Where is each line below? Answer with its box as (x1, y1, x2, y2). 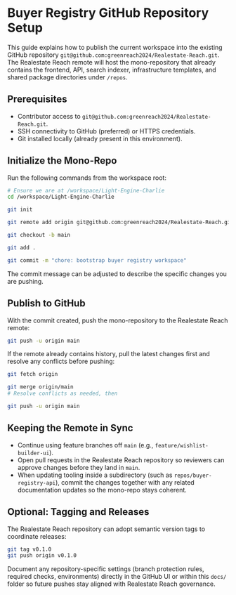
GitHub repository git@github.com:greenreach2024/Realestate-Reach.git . (7, 51, 220, 59)
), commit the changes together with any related (55, 478, 195, 486)
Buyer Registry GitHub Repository (7, 5, 209, 21)
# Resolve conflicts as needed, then (7, 390, 118, 398)
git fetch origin (7, 371, 58, 378)
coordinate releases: (7, 532, 67, 540)
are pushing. (7, 277, 44, 285)
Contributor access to (17, 112, 81, 120)
